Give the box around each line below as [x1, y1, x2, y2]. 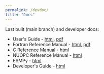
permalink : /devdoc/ [5, 7, 49, 13]
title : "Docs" [5, 12, 36, 17]
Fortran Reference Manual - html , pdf [12, 41, 91, 47]
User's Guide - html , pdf [12, 36, 63, 42]
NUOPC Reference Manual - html [12, 52, 82, 58]
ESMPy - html [12, 57, 42, 63]
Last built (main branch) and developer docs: [5, 26, 99, 32]
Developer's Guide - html [12, 63, 65, 69]
